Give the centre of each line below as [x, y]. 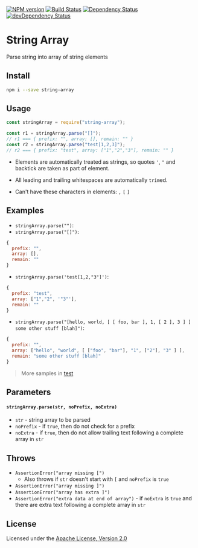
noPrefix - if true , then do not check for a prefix [75, 427]
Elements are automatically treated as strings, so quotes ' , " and [95, 162]
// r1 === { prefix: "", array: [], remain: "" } [70, 139]
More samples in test [47, 373]
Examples [25, 211]
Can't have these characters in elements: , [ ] [72, 192]
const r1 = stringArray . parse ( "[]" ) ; [54, 134]
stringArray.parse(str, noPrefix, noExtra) [62, 407]
